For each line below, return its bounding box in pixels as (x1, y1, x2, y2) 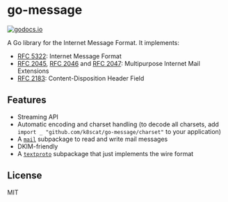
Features (7, 94, 47, 106)
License (7, 169, 42, 182)
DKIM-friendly (17, 142, 58, 151)
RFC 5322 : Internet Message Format (17, 51, 122, 60)
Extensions (17, 67, 49, 75)
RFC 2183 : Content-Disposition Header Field (17, 74, 145, 82)
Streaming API (17, 112, 59, 121)
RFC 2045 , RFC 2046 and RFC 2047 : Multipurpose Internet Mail (17, 59, 200, 67)
